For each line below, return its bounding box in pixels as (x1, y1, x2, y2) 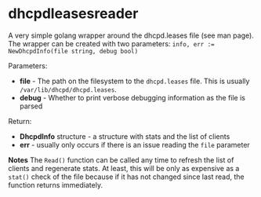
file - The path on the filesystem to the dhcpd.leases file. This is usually (19, 76, 250, 86)
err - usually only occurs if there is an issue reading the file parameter (19, 140, 251, 149)
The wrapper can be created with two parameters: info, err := (8, 38, 215, 48)
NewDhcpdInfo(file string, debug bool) (8, 47, 139, 55)
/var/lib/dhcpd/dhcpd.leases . (19, 84, 118, 94)
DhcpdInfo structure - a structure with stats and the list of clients (19, 131, 230, 141)
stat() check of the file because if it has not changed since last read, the (8, 172, 245, 181)
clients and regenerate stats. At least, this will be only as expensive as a (8, 163, 240, 173)
